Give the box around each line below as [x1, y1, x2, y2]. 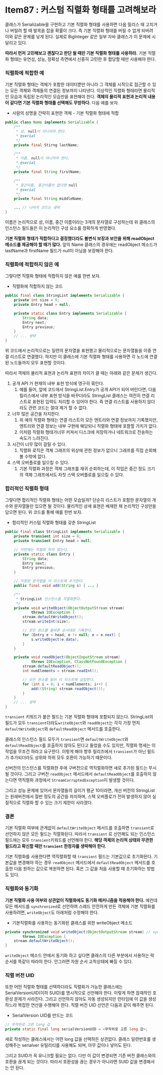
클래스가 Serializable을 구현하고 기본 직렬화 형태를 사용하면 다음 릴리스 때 [5, 21, 145, 27]
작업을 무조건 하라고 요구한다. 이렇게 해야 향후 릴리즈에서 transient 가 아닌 [5, 749, 147, 754]
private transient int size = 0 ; [14, 534, 81, 539]
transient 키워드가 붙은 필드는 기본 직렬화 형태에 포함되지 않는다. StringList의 [5, 714, 154, 720]
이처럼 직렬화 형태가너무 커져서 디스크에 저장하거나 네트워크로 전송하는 [19, 429, 153, 435]
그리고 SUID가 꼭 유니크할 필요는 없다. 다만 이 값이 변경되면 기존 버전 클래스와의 [5, 1053, 156, 1058]
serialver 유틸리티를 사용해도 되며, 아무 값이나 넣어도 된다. [21, 1042, 132, 1048]
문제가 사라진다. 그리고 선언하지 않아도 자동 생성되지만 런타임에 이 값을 [14, 996, 147, 1002]
